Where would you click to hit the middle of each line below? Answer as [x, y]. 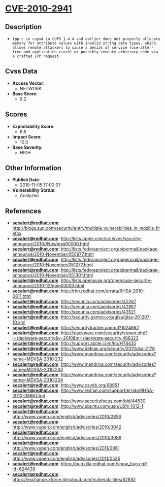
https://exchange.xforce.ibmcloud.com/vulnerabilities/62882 [74, 480]
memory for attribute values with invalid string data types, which [84, 43]
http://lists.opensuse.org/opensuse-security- [106, 280]
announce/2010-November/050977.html [53, 254]
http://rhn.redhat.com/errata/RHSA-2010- [103, 291]
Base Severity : [27, 147]
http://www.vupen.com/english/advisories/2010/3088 [67, 438]
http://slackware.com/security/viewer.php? [104, 333]
